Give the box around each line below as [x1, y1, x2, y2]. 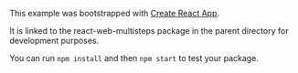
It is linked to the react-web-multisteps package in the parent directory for [9, 26, 289, 36]
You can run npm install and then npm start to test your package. [9, 53, 259, 63]
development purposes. [9, 36, 100, 46]
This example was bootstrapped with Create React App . [9, 8, 220, 18]
